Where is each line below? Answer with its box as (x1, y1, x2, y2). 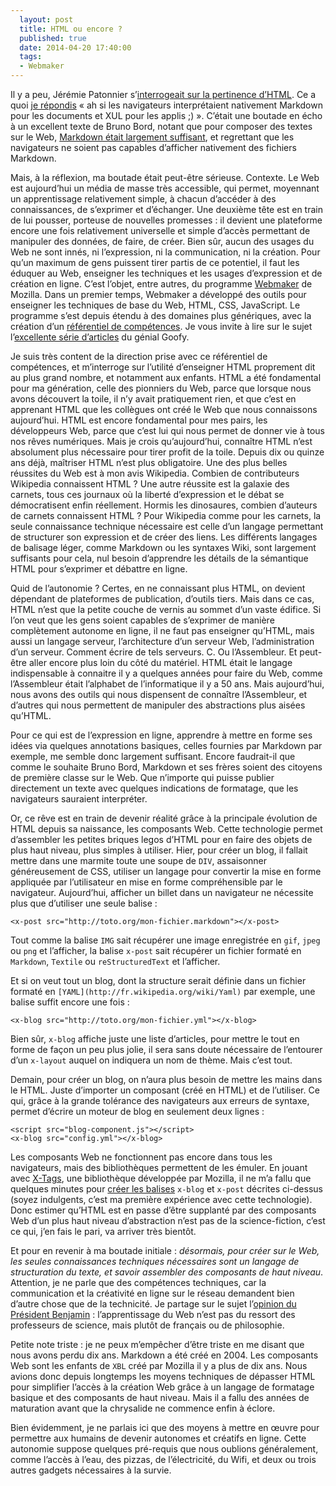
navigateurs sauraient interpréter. (10, 793, 148, 805)
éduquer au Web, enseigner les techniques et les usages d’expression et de (10, 267, 323, 279)
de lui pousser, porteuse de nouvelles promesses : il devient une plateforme (10, 214, 323, 226)
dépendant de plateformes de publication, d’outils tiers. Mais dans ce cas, (10, 593, 315, 605)
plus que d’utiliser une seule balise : (10, 897, 158, 909)
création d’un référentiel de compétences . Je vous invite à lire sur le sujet (10, 321, 313, 332)
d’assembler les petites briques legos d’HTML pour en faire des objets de (10, 834, 313, 845)
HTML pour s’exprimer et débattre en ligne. (10, 563, 188, 575)
